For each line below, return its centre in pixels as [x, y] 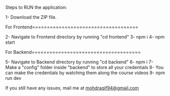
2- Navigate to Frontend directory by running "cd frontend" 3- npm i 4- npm [85, 37]
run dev [13, 78]
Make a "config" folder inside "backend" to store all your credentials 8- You [84, 67]
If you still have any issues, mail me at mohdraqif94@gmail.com [72, 88]
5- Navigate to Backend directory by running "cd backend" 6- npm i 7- [79, 62]
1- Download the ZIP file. [31, 17]
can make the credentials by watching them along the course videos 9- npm [85, 73]
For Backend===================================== [73, 52]
